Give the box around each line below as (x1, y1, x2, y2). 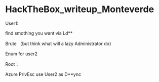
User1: (5, 20, 19, 26)
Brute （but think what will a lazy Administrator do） (5, 40, 114, 47)
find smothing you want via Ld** (5, 30, 73, 36)
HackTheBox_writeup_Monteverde (5, 4, 154, 15)
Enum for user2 (5, 51, 38, 57)
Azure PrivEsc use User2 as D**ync (5, 71, 82, 77)
